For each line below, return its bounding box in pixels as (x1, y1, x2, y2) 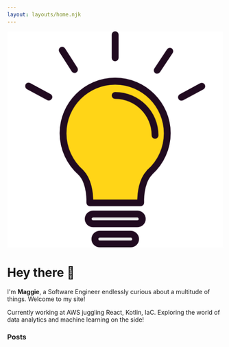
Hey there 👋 (7, 265, 75, 280)
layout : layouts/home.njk (7, 11, 81, 18)
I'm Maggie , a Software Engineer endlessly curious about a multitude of (7, 287, 210, 296)
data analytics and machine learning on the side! (7, 315, 145, 324)
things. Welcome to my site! (7, 295, 86, 303)
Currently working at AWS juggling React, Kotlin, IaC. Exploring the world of (7, 308, 221, 316)
